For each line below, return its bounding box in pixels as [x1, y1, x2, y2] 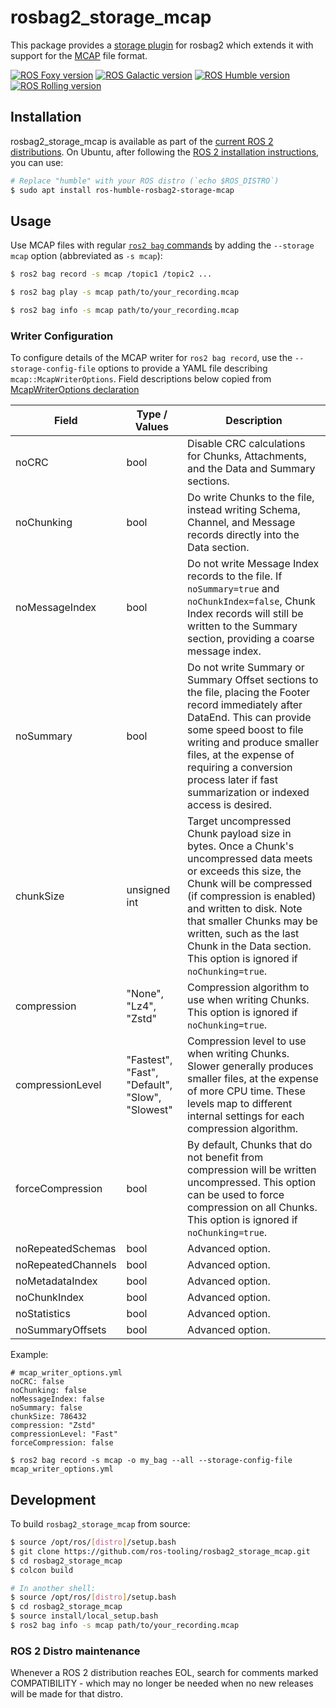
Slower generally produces [187, 1059, 314, 1073]
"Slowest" [126, 1103, 173, 1117]
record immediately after [187, 698, 303, 712]
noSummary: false [10, 1403, 83, 1413]
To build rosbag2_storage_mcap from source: [10, 1518, 191, 1530]
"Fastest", [126, 1053, 173, 1067]
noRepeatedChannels [15, 1258, 117, 1272]
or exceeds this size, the [187, 864, 302, 878]
